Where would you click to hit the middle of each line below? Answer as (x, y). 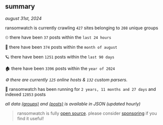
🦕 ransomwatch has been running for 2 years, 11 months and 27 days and (81, 89)
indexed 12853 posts (26, 94)
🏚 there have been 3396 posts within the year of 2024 (60, 68)
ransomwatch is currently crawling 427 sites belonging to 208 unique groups (82, 28)
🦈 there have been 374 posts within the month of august (61, 47)
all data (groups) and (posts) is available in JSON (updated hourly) (73, 104)
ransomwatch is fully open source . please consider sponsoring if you (87, 113)
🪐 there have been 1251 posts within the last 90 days (60, 57)
